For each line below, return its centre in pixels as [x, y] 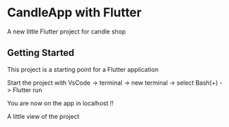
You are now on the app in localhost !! [60, 103]
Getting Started [41, 53]
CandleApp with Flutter [74, 13]
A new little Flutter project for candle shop [67, 31]
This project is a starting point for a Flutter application [83, 69]
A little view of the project [44, 116]
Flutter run [27, 89]
